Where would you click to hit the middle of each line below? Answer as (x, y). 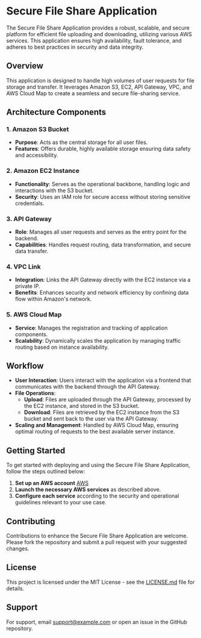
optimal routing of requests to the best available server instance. (95, 431)
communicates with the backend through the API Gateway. (88, 387)
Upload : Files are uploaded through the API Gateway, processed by (107, 399)
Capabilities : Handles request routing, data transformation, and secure (103, 245)
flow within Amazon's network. (53, 299)
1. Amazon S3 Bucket (38, 130)
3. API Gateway (29, 219)
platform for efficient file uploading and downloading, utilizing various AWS (99, 34)
